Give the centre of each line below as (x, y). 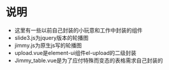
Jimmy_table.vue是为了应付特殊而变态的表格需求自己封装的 (89, 60)
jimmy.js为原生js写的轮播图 (48, 45)
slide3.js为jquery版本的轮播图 (51, 37)
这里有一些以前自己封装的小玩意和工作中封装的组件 (78, 30)
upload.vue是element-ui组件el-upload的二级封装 (75, 52)
